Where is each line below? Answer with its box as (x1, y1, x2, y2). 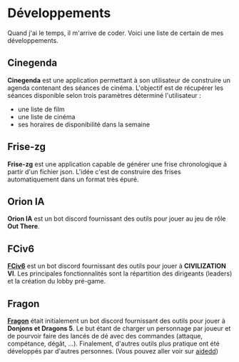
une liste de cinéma (17, 112, 76, 121)
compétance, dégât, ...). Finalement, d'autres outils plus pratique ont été (7, 339, 220, 348)
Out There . (7, 222, 41, 231)
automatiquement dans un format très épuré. (7, 175, 139, 183)
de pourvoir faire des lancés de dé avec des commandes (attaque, (7, 332, 203, 340)
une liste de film (17, 105, 66, 114)
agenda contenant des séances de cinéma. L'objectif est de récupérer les (7, 84, 223, 92)
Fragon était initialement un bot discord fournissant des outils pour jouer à (7, 316, 226, 325)
